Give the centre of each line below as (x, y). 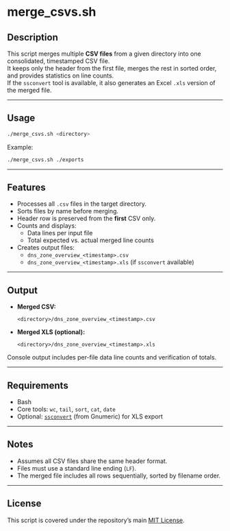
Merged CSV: (36, 307)
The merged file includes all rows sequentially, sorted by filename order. (119, 475)
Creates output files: (46, 248)
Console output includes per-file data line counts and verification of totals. (112, 357)
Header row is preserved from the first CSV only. (86, 219)
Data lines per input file (60, 233)
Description (33, 37)
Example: (20, 147)
